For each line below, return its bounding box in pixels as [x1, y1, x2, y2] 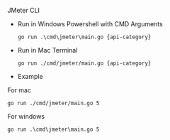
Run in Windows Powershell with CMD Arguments [17, 20, 163, 28]
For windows [7, 112, 45, 120]
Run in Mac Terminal [17, 46, 78, 54]
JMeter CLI [7, 6, 40, 14]
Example [17, 72, 44, 80]
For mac [7, 86, 32, 95]
